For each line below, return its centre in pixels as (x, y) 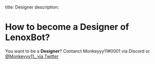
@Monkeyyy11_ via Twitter (32, 56)
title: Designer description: (32, 7)
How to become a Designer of (67, 27)
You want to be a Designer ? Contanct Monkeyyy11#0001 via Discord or (77, 51)
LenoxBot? (28, 38)
